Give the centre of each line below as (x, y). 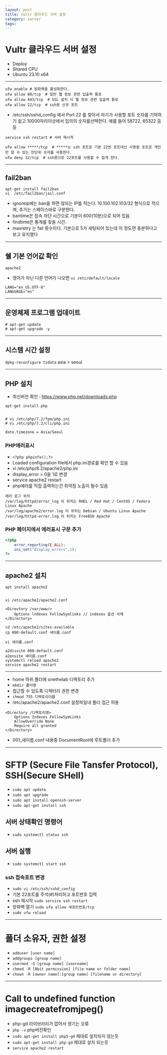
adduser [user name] (34, 953)
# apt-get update (23, 324)
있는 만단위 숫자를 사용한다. (47, 153)
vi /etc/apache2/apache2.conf (37, 600)
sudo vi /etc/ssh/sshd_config (44, 889)
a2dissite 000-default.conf (34, 651)
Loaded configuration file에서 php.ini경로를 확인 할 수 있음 (70, 462)
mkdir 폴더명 (24, 686)
